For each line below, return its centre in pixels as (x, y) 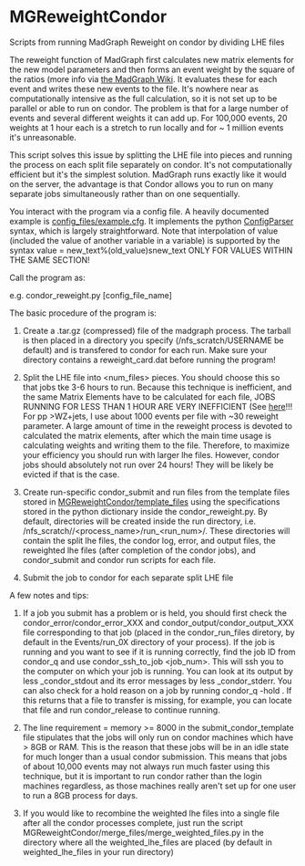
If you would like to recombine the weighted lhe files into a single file (151, 813)
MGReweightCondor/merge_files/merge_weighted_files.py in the (143, 832)
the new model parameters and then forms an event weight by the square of (152, 69)
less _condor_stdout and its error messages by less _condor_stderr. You (158, 681)
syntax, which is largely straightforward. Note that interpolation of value (144, 231)
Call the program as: (47, 277)
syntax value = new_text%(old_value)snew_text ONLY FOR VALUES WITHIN (151, 250)
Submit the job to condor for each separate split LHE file (128, 578)
